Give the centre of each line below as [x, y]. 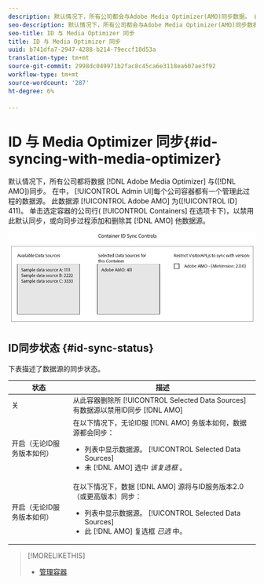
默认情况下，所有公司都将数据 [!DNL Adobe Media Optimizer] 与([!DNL [122, 181]
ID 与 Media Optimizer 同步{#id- [113, 142]
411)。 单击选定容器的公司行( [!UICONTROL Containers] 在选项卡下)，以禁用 [131, 211]
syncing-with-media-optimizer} [115, 159]
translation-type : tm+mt [49, 58]
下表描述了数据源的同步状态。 [56, 368]
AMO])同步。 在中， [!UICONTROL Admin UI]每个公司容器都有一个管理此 [126, 192]
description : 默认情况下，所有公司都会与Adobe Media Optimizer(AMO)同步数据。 [130, 16]
